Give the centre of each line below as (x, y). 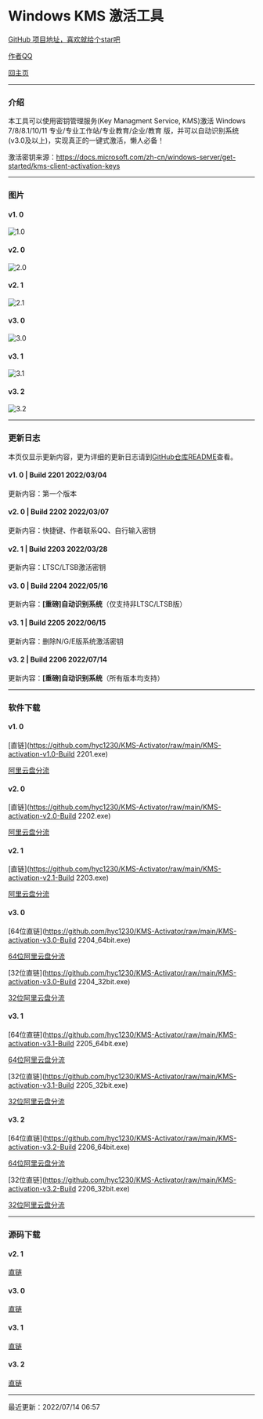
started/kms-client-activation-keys (64, 166)
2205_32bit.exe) (102, 1085)
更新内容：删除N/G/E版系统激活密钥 (66, 641)
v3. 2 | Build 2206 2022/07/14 (58, 659)
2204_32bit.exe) (104, 981)
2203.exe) (92, 878)
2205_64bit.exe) (102, 1043)
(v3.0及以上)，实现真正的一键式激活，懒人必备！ (86, 140)
